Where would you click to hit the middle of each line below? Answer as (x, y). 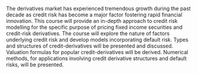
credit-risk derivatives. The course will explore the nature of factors (88, 33)
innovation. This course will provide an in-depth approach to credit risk (92, 21)
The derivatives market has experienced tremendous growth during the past (98, 9)
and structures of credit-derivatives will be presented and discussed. (90, 46)
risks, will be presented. (35, 65)
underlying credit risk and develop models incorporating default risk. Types (97, 40)
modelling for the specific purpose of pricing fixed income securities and (94, 27)
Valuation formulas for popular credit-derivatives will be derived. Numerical (97, 52)
